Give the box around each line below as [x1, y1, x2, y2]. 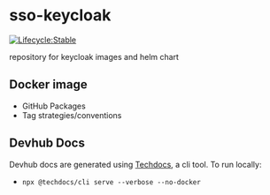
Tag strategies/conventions [21, 109, 122, 120]
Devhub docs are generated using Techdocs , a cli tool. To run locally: [9, 159, 262, 169]
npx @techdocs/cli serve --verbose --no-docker [21, 177, 201, 186]
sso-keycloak [9, 5, 112, 26]
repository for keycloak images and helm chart [9, 51, 180, 62]
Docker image [9, 77, 88, 93]
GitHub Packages [21, 101, 86, 111]
